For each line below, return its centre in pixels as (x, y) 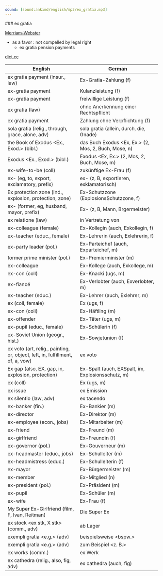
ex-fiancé (19, 284)
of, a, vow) (20, 361)
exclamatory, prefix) (30, 184)
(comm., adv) (23, 528)
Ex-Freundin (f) (98, 438)
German (118, 68)
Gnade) (88, 134)
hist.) (13, 341)
